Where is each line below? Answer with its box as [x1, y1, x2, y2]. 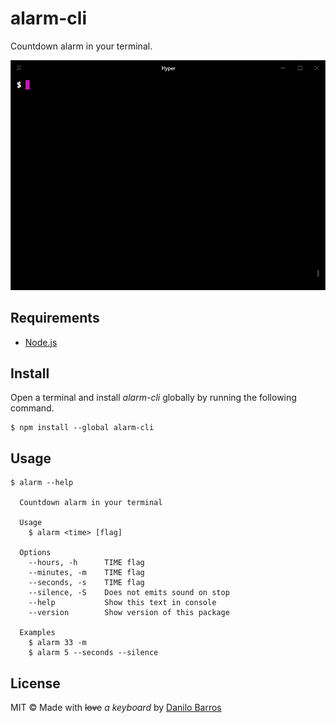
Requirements [10, 310, 100, 327]
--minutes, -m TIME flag [28, 568, 145, 578]
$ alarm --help [10, 478, 74, 488]
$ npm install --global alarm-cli [10, 423, 155, 433]
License [10, 675, 61, 692]
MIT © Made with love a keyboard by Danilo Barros [10, 701, 222, 713]
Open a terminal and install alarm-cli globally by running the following [10, 392, 297, 404]
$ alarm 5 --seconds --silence [28, 648, 159, 658]
